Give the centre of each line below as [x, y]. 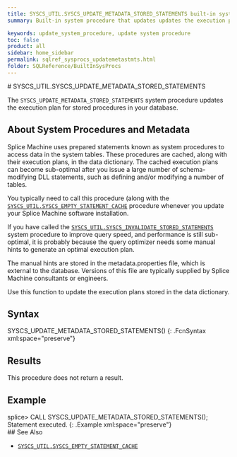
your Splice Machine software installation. [68, 213]
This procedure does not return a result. [65, 378]
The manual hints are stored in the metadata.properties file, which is [107, 263]
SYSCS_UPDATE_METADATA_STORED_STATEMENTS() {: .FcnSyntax [107, 331]
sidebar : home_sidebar [41, 53]
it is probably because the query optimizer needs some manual [124, 242]
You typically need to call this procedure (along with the [88, 198]
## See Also [25, 432]
